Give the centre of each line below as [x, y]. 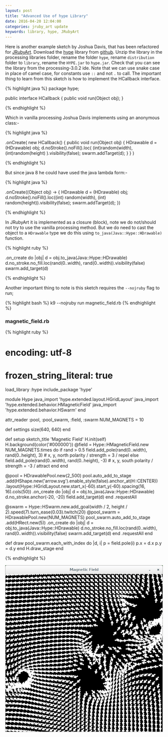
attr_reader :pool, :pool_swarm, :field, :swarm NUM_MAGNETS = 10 [74, 419]
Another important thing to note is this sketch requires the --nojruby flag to [82, 288]
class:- [12, 123]
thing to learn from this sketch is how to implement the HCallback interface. [83, 79]
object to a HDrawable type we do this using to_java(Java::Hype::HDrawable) [84, 233]
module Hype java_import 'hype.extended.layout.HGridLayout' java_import [82, 399]
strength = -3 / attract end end [37, 466]
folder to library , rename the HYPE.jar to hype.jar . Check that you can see [82, 63]
